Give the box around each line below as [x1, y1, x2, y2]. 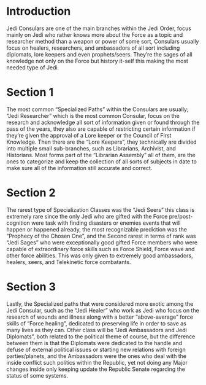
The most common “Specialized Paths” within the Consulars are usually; [6, 106, 189, 113]
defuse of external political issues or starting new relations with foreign [6, 346, 186, 353]
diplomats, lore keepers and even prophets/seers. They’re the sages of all [6, 50, 193, 58]
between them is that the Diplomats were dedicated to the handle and [6, 339, 183, 346]
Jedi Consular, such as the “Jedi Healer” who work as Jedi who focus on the [6, 306, 199, 314]
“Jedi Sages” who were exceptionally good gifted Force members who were [6, 238, 198, 246]
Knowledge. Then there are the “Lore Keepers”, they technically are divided [6, 138, 197, 146]
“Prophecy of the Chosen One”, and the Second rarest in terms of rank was [6, 232, 196, 239]
